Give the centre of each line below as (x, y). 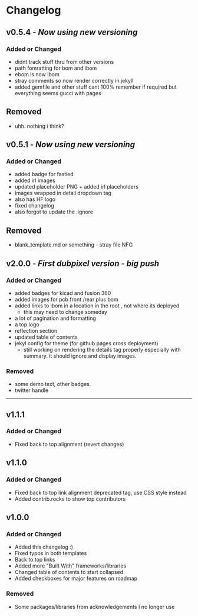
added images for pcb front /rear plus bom (67, 299)
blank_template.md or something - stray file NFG (74, 245)
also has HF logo (35, 199)
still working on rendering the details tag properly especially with (102, 349)
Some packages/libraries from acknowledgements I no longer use (95, 607)
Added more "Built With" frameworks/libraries (70, 566)
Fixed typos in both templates (51, 553)
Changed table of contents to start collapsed (69, 572)
